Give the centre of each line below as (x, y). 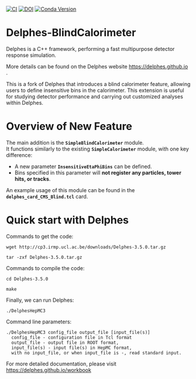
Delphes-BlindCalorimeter (71, 33)
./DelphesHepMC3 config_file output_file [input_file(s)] (78, 332)
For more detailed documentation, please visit (61, 364)
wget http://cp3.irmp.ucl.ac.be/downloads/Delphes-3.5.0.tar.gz (86, 247)
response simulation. (31, 55)
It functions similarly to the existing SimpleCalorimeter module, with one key (97, 149)
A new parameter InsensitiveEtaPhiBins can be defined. (83, 166)
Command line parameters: (39, 322)
